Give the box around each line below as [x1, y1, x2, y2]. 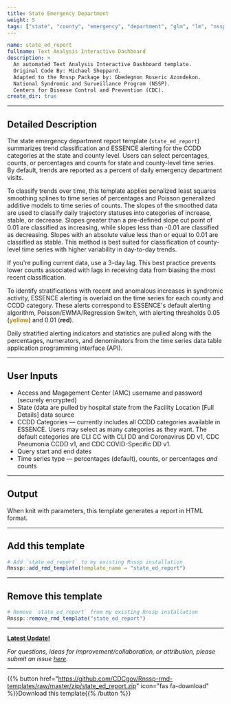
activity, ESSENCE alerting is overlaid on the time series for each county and [7, 294, 223, 302]
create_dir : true [7, 93, 57, 100]
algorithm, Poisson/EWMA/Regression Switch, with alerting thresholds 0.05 [7, 309, 221, 317]
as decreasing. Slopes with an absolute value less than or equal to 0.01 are [7, 231, 219, 239]
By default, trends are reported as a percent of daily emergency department [7, 166, 222, 174]
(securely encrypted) [16, 395, 77, 404]
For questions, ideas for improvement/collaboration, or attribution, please [7, 647, 216, 655]
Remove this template [7, 590, 102, 602]
